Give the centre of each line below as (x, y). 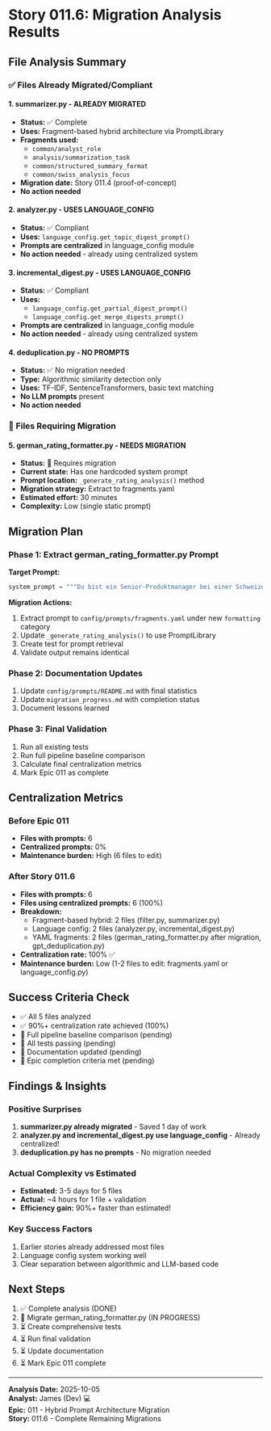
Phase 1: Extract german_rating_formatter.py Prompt (114, 554)
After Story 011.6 (42, 877)
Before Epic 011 (39, 820)
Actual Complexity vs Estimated (73, 1173)
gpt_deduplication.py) (68, 945)
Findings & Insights (58, 1086)
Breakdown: (41, 911)
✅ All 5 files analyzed (55, 1016)
